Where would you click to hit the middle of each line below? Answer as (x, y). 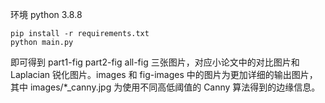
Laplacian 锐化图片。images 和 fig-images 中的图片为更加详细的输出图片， (164, 74)
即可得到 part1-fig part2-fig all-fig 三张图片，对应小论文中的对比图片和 (155, 62)
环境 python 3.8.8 (46, 14)
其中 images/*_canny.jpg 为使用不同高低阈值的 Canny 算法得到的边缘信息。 (165, 87)
